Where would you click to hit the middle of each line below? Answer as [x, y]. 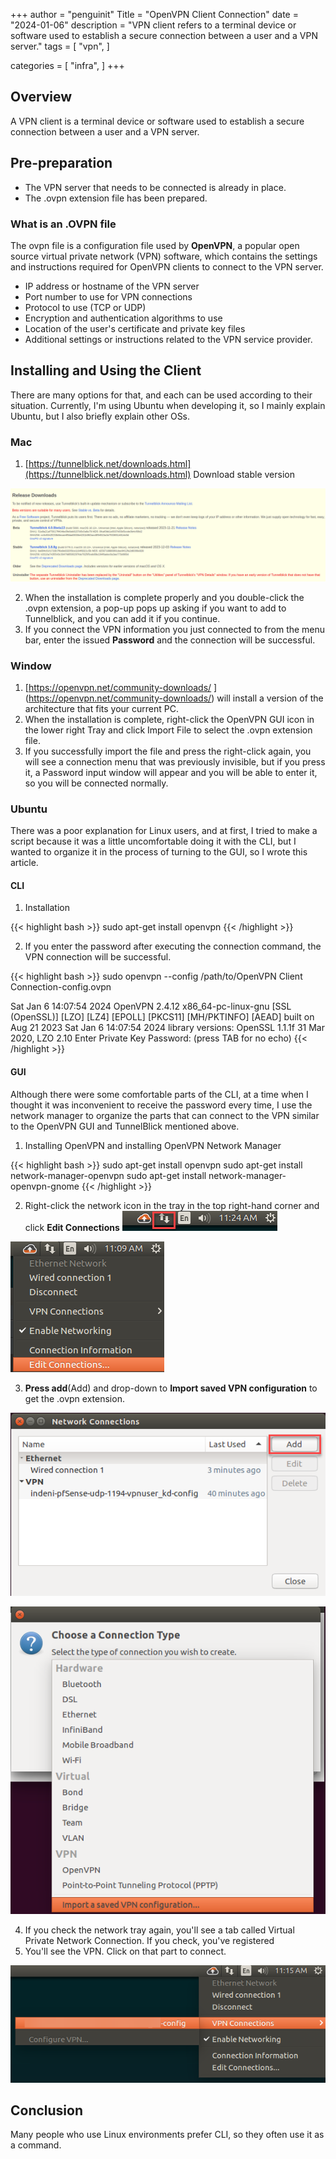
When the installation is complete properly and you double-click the [164, 597]
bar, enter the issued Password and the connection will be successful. [170, 640]
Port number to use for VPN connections [108, 296]
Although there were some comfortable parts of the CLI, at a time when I [159, 1094]
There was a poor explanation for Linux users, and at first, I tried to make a [164, 831]
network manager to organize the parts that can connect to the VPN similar [165, 1115]
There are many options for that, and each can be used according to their [161, 395]
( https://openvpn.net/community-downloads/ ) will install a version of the [174, 698]
